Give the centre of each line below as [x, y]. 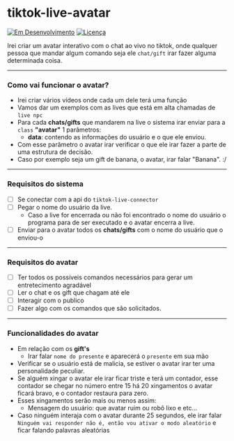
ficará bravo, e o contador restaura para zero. [83, 393]
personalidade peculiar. [51, 371]
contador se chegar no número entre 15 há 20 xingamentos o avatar [115, 385]
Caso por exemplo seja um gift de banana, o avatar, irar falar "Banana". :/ [122, 160]
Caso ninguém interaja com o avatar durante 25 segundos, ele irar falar [119, 415]
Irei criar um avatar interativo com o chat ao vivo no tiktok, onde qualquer [112, 45]
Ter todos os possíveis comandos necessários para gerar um [105, 277]
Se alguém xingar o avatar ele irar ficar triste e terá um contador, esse [118, 378]
